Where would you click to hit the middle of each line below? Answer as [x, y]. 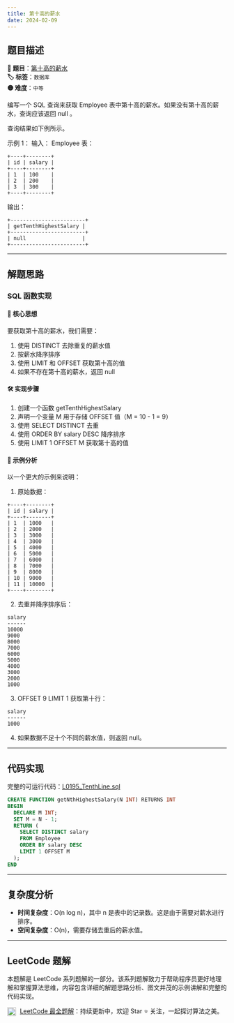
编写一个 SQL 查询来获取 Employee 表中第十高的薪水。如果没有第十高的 [110, 105]
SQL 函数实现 [30, 296]
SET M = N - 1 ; [36, 819]
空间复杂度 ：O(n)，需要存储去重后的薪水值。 [81, 930]
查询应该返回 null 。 [48, 114]
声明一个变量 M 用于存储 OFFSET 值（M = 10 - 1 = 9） [95, 417]
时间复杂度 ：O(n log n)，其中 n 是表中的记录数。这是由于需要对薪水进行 [120, 913]
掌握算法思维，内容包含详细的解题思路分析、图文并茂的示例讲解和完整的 [123, 987]
